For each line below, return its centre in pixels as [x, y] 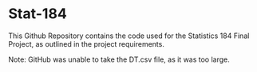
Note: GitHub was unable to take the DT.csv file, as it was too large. [119, 59]
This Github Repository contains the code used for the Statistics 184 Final [129, 36]
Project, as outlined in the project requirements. [87, 44]
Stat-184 [38, 14]
